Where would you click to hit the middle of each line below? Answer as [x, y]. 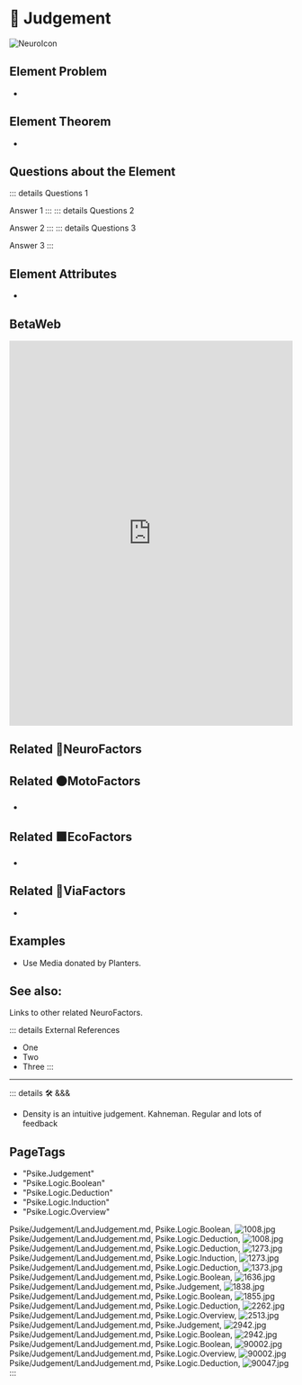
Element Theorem [60, 122]
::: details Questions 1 [49, 194]
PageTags [37, 1152]
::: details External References [65, 1030]
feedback [40, 1124]
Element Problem [58, 72]
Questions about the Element [93, 172]
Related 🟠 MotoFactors [75, 781]
